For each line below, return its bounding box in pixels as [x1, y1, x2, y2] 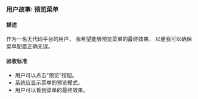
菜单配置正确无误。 [6, 43, 54, 50]
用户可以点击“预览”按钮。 [14, 72, 78, 79]
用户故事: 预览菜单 [6, 5, 59, 13]
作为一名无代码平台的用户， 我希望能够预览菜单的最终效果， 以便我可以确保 [6, 36, 192, 43]
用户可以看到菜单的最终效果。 [14, 87, 88, 94]
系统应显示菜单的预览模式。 [14, 79, 83, 87]
